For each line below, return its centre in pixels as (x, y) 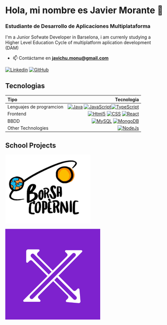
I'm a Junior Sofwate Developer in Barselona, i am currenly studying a (78, 37)
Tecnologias (25, 86)
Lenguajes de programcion (35, 107)
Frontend (17, 114)
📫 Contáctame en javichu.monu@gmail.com (60, 58)
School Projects (31, 145)
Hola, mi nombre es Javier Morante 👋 (84, 10)
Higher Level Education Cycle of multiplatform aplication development (78, 43)
